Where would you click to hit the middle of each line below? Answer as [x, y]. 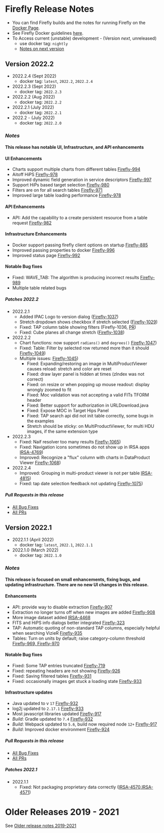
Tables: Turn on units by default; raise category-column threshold [79, 638]
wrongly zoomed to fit [49, 390]
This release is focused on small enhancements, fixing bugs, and [73, 579]
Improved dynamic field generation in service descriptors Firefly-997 [82, 180]
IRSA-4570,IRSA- [136, 787]
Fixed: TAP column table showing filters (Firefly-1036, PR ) [78, 327]
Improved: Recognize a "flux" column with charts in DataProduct [85, 458]
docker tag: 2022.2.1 [41, 112]
